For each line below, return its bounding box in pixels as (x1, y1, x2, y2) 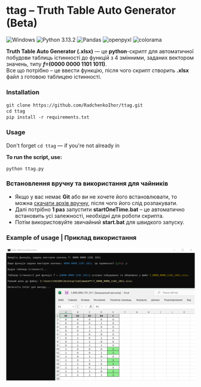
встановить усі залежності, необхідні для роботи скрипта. (14, 212, 165, 219)
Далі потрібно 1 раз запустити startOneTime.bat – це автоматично (14, 206, 185, 213)
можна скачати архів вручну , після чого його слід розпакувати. (14, 199, 178, 206)
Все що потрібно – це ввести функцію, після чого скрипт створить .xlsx (6, 66, 190, 74)
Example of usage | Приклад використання (6, 233, 137, 242)
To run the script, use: (6, 153, 62, 160)
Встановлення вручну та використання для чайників (6, 179, 169, 188)
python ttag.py (6, 166, 44, 172)
